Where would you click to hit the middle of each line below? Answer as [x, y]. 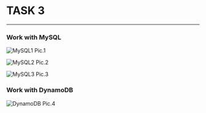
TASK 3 [25, 11]
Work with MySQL [34, 37]
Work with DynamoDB [40, 90]
